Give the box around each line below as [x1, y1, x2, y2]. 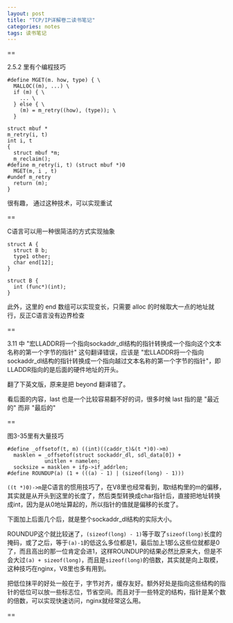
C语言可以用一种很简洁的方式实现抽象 [7, 227, 116, 236]
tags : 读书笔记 [7, 29, 47, 37]
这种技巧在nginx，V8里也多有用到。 [7, 565, 110, 573]
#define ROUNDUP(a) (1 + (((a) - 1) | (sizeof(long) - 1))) [7, 470, 185, 477]
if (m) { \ [13, 89, 45, 96]
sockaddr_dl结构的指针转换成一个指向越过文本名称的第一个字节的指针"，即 [7, 357, 221, 365]
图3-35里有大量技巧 [7, 432, 64, 441]
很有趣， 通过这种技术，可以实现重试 [7, 199, 112, 207]
